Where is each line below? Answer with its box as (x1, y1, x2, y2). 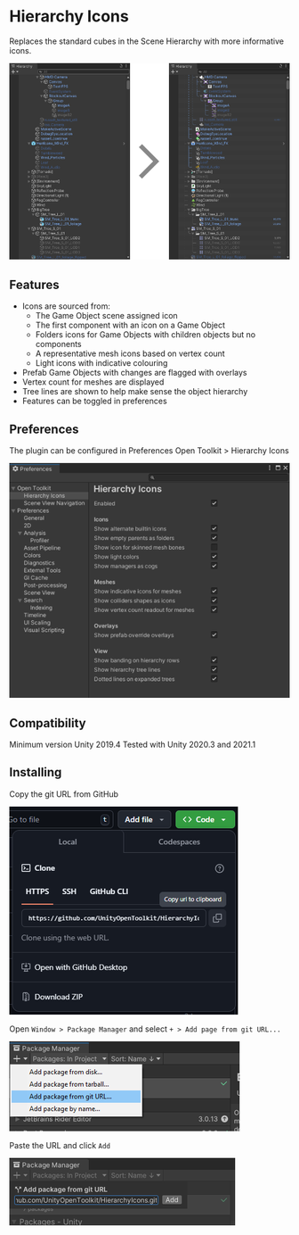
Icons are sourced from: (21, 301, 111, 311)
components (35, 339, 82, 350)
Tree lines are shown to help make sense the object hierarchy (21, 386, 248, 397)
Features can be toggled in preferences (21, 395, 167, 407)
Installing (9, 765, 62, 780)
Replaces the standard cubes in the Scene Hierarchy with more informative (9, 36, 285, 46)
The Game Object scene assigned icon (35, 311, 178, 321)
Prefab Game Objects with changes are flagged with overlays (21, 368, 247, 378)
